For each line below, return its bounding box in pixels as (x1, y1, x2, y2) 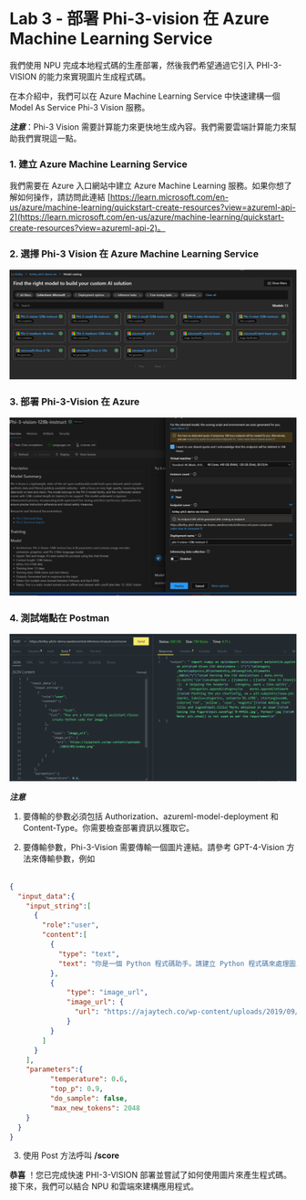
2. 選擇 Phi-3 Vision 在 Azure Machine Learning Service (9, 247, 260, 260)
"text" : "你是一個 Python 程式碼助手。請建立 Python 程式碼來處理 (57, 959, 290, 968)
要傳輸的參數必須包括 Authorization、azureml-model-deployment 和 (22, 810, 280, 822)
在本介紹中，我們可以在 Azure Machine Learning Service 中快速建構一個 (9, 90, 280, 101)
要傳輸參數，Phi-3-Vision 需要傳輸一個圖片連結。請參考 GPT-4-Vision (22, 841, 285, 852)
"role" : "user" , (42, 921, 100, 930)
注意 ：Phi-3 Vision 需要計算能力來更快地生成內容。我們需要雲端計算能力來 (9, 121, 289, 132)
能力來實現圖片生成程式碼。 (46, 70, 151, 82)
